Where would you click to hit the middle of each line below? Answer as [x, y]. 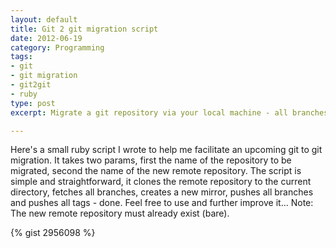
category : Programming [57, 47]
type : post [33, 103]
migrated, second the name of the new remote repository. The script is [156, 171]
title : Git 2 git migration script [84, 29]
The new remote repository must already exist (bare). [120, 213]
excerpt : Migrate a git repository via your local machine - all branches [169, 112]
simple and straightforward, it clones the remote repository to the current [161, 182]
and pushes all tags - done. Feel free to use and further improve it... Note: [162, 203]
